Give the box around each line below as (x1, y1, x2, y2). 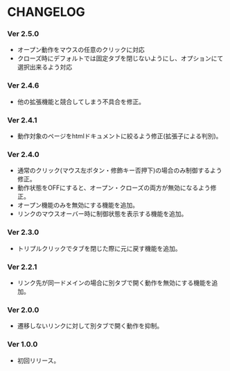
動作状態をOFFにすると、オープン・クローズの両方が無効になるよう (17, 183, 211, 192)
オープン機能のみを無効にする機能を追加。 (17, 201, 139, 209)
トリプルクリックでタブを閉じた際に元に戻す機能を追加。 (17, 244, 182, 252)
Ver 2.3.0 (7, 227, 39, 237)
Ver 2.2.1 (7, 262, 37, 272)
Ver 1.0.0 (7, 340, 38, 349)
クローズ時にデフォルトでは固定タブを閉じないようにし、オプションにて (17, 54, 224, 63)
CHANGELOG (7, 4, 85, 20)
